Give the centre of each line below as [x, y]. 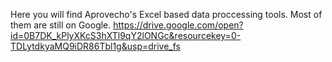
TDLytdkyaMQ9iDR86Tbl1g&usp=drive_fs [95, 46]
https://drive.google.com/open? [178, 25]
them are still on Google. [61, 25]
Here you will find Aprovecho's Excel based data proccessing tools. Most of [166, 14]
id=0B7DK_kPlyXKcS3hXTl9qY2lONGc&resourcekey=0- [126, 35]
